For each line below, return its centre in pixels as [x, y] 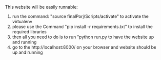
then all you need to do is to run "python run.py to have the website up [83, 37]
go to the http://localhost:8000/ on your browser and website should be [84, 47]
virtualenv [22, 22]
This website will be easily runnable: [41, 7]
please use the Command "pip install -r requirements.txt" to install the [82, 27]
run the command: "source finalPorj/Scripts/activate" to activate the [80, 16]
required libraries [29, 32]
